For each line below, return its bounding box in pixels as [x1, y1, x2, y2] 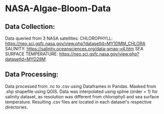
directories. [5, 104, 28, 110]
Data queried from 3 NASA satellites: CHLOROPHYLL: [5, 35, 113, 41]
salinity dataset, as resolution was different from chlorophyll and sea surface [5, 93, 159, 99]
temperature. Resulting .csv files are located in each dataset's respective [5, 99, 152, 105]
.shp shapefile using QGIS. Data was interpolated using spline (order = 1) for [5, 89, 158, 94]
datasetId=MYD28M [5, 56, 46, 62]
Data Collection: [5, 23, 55, 31]
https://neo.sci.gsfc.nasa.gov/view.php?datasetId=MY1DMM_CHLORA [5, 41, 145, 46]
